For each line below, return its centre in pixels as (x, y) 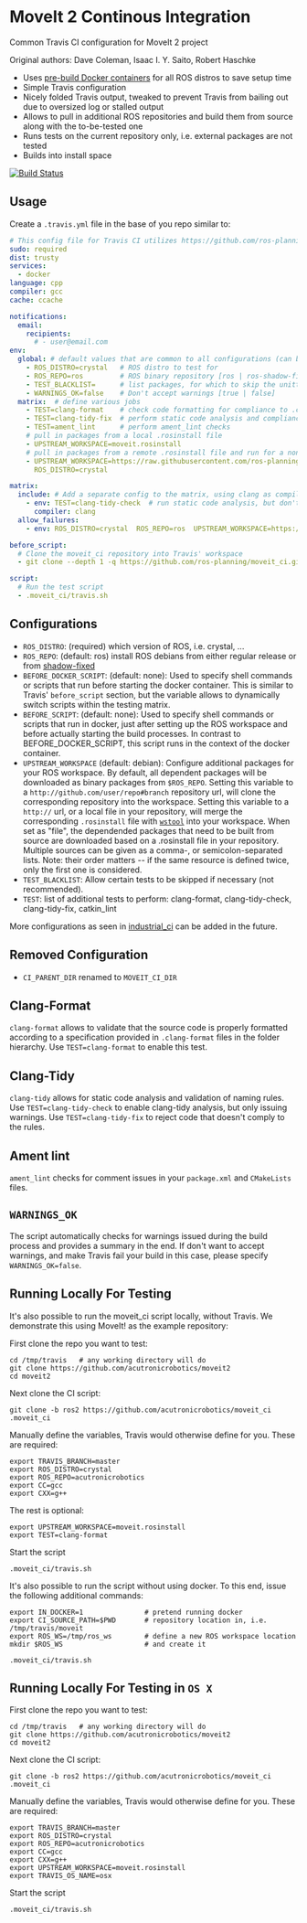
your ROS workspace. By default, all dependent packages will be (145, 772)
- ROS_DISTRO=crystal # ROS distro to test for (122, 368)
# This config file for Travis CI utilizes (94, 240)
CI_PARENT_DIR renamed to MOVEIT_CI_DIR (100, 977)
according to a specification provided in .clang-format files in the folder (145, 1037)
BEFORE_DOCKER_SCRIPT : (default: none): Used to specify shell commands (158, 675)
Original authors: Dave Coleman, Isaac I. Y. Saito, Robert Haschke (132, 59)
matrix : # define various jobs (79, 401)
